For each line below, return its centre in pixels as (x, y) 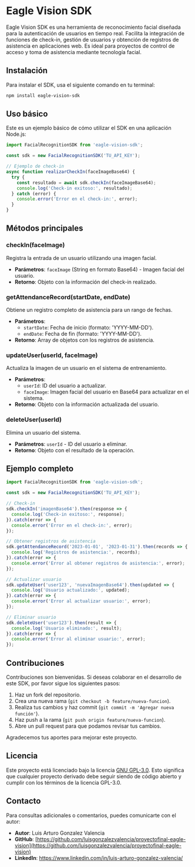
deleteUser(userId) (34, 420)
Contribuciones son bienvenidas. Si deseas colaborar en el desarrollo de (94, 677)
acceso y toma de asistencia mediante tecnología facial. (74, 52)
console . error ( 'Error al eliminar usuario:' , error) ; (78, 639)
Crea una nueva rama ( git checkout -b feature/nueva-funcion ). (93, 701)
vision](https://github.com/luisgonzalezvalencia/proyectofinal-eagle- (98, 845)
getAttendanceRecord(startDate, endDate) (68, 297)
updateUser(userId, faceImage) (52, 355)
